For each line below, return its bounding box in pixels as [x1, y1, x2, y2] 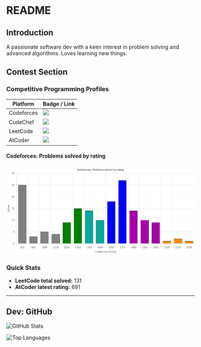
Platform [12, 100, 35, 108]
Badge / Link [42, 100, 75, 108]
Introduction [6, 28, 54, 38]
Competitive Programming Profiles [6, 85, 109, 93]
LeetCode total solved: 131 [14, 277, 82, 285]
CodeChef [8, 118, 35, 126]
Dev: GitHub [6, 306, 53, 316]
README [6, 4, 51, 17]
